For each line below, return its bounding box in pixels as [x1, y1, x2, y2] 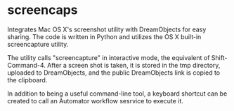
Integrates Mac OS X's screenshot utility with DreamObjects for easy [7, 25, 207, 34]
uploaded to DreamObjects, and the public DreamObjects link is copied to [7, 68, 221, 77]
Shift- [211, 53, 228, 61]
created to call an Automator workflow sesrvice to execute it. [7, 96, 184, 105]
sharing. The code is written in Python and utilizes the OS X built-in [7, 32, 202, 40]
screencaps [7, 2, 79, 18]
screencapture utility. [7, 40, 69, 48]
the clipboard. [7, 75, 48, 84]
